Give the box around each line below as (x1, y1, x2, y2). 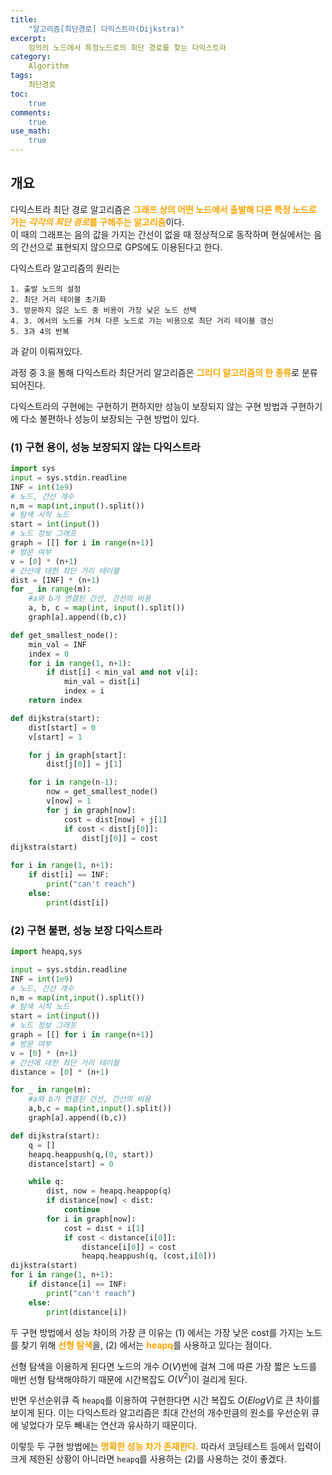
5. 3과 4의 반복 (10, 326, 70, 336)
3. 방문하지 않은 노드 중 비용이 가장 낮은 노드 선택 (10, 305, 197, 315)
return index (28, 696, 83, 706)
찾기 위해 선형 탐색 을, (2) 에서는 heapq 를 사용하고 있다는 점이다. (20, 1339, 272, 1351)
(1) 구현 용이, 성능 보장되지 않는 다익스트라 (10, 440, 201, 454)
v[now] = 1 (46, 796, 92, 806)
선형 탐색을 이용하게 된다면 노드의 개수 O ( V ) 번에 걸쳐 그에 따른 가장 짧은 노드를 (10, 1360, 318, 1372)
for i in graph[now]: (46, 1214, 137, 1224)
